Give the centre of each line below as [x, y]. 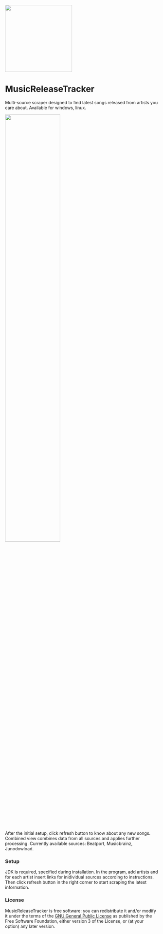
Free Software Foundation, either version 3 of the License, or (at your [74, 921]
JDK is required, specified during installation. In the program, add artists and [81, 872]
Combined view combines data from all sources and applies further [72, 838]
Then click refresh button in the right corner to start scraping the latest [76, 882]
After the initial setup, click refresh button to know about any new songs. [78, 833]
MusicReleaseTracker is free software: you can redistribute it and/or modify [81, 911]
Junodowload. [19, 848]
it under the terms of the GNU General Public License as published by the [79, 916]
